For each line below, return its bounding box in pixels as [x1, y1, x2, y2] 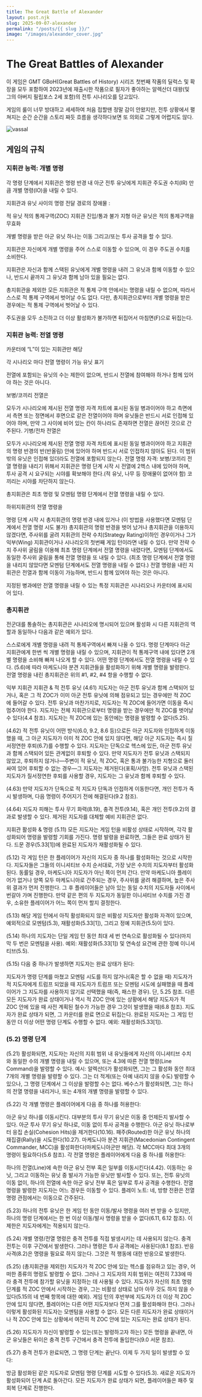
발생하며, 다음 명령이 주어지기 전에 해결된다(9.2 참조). [12, 793, 138, 800]
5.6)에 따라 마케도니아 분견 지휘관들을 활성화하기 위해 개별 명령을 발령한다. [16, 663, 191, 671]
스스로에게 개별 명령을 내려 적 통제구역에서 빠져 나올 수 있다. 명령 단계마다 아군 [6, 641, 191, 648]
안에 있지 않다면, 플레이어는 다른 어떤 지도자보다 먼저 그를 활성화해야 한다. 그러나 [6, 1300, 195, 1308]
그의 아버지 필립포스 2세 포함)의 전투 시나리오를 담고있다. [6, 93, 140, 100]
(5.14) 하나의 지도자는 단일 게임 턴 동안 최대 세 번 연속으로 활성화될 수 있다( [6, 932, 182, 939]
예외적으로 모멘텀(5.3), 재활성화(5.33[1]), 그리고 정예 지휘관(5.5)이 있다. [6, 919, 175, 927]
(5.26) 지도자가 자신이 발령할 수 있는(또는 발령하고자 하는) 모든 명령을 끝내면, [6, 1328, 187, 1335]
